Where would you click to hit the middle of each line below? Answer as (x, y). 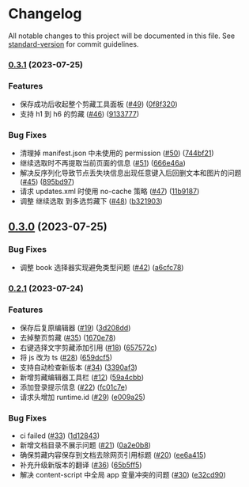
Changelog (45, 14)
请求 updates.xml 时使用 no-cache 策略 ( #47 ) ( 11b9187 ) (109, 192)
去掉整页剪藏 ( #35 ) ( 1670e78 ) (68, 338)
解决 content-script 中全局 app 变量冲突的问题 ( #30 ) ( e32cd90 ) (123, 474)
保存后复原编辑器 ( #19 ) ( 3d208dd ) (75, 328)
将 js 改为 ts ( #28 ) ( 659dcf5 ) (66, 358)
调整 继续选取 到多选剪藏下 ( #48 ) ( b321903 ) (91, 201)
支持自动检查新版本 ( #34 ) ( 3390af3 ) (79, 367)
